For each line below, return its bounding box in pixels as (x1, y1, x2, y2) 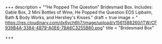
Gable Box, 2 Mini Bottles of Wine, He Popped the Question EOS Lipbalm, (5, 9, 153, 15)
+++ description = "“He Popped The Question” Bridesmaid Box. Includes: (5, 4, 153, 10)
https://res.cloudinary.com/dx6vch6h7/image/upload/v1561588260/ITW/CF (5, 20, 158, 25)
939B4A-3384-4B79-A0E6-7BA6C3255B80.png (5, 25, 103, 31)
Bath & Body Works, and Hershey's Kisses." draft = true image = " (5, 15, 138, 20)
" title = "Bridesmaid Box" (102, 25, 154, 31)
